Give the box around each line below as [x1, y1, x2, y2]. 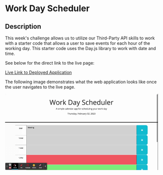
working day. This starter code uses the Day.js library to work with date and [5, 46, 156, 51]
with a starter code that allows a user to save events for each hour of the [5, 40, 150, 46]
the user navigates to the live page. [5, 84, 76, 90]
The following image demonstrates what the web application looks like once [5, 79, 157, 85]
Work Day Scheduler [5, 3, 90, 14]
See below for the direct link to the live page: [5, 60, 95, 66]
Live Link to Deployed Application [5, 70, 72, 75]
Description [5, 22, 41, 31]
